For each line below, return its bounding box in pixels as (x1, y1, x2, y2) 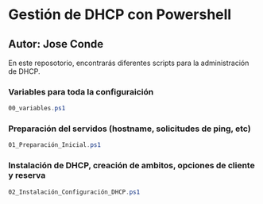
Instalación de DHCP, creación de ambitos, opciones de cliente (8, 160, 256, 171)
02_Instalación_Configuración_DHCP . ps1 (8, 188, 141, 196)
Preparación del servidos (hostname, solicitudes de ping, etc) (8, 123, 252, 134)
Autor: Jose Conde (8, 37, 104, 51)
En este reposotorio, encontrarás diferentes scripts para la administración (8, 58, 249, 67)
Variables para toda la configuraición (8, 86, 154, 97)
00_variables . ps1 (8, 105, 66, 113)
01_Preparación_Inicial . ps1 (8, 141, 102, 149)
